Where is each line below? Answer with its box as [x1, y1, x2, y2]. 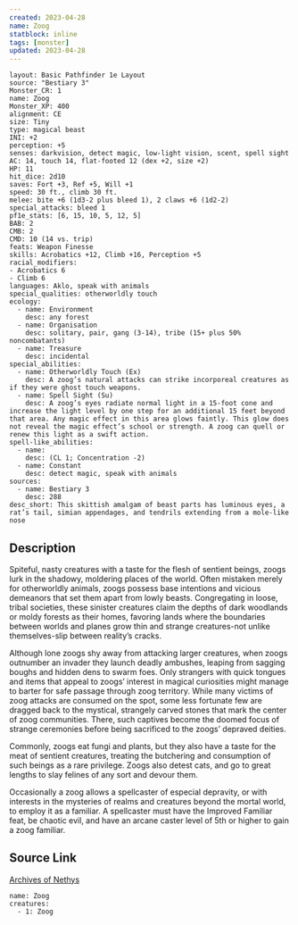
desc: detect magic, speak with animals [25, 470, 178, 479]
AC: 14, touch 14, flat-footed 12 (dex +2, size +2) [9, 157, 210, 166]
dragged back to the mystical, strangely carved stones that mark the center [9, 704, 287, 715]
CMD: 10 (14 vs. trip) [9, 235, 94, 244]
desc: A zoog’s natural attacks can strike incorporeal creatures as [25, 376, 290, 385]
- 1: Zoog [17, 907, 54, 916]
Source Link [9, 850, 78, 866]
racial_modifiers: [9, 258, 78, 268]
